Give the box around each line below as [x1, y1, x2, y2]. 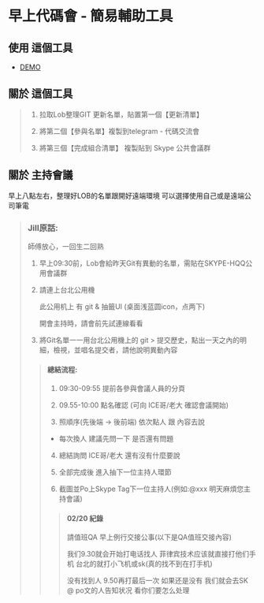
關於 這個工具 [8, 87, 73, 101]
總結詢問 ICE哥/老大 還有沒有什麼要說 [58, 451, 180, 460]
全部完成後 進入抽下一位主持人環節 [58, 467, 172, 477]
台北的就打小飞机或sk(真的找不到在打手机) [76, 559, 213, 568]
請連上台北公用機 [39, 285, 95, 294]
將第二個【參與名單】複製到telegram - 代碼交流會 [39, 126, 200, 136]
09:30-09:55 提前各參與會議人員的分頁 [58, 384, 185, 393]
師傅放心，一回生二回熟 [27, 241, 104, 251]
